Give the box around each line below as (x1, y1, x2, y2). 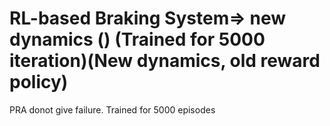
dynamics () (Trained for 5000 (9, 28, 266, 51)
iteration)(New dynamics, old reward (9, 50, 321, 72)
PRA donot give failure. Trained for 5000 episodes (9, 103, 216, 116)
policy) (9, 71, 69, 94)
